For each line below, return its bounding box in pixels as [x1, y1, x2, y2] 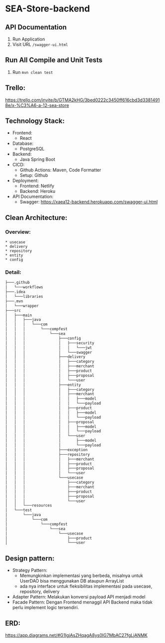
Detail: [5, 269, 21, 276]
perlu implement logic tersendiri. [12, 605, 79, 611]
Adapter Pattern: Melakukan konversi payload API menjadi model [12, 594, 146, 600]
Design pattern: [5, 554, 55, 563]
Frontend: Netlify [19, 183, 55, 189]
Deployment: [12, 178, 39, 184]
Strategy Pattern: [12, 568, 48, 574]
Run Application [12, 36, 45, 42]
